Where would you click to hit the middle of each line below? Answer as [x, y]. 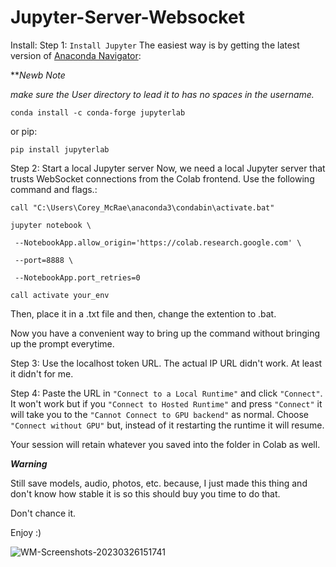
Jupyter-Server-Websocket [127, 17]
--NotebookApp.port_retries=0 [77, 277]
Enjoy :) [26, 532]
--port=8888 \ [44, 260]
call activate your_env [60, 295]
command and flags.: [54, 189]
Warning [29, 463]
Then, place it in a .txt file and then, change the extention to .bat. [143, 313]
